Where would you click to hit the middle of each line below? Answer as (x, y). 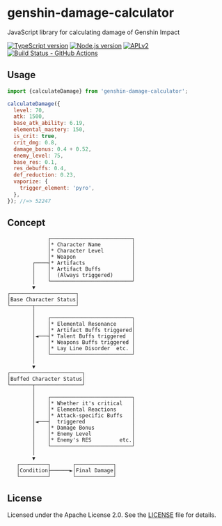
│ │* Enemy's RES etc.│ (84, 440)
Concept (26, 223)
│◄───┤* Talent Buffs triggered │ (84, 336)
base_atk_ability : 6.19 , (49, 123)
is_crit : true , (35, 136)
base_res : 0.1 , (35, 162)
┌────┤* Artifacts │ (84, 263)
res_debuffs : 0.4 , (40, 169)
